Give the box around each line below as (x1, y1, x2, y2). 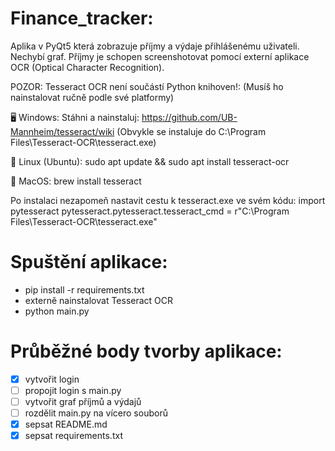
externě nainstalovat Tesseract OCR (24, 294, 174, 306)
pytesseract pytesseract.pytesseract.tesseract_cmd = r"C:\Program (10, 205, 290, 217)
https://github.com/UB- (141, 111, 238, 123)
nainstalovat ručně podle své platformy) (10, 91, 175, 103)
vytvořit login (24, 373, 80, 385)
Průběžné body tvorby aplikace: (10, 340, 283, 363)
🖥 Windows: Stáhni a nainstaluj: (10, 111, 140, 123)
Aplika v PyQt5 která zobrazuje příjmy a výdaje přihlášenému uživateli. (10, 40, 300, 52)
